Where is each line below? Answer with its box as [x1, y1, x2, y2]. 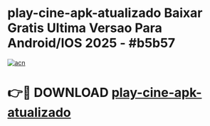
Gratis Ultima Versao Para [7, 20, 162, 36]
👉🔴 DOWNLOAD [7, 85, 109, 101]
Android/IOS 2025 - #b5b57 [7, 35, 176, 51]
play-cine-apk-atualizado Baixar [7, 5, 203, 21]
